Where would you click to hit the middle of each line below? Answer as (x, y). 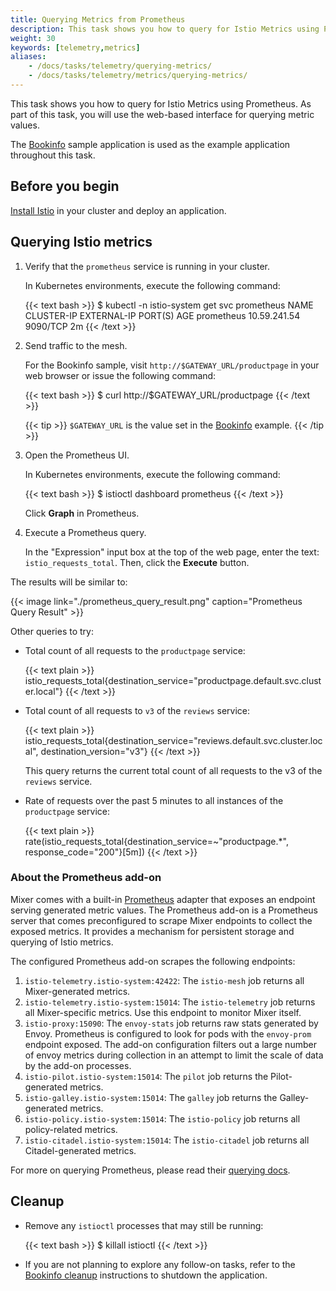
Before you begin (65, 186)
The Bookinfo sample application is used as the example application (150, 144)
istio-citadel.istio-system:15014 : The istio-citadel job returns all (167, 1140)
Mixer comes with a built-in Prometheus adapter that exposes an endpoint (163, 899)
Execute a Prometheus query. (85, 532)
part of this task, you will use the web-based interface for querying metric (162, 114)
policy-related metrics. (71, 1129)
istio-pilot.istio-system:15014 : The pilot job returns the (146, 1076)
